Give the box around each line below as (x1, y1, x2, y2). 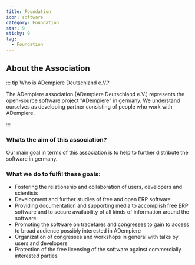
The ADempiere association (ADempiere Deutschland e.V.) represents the (6, 90, 185, 97)
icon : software (6, 14, 44, 20)
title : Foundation (6, 8, 51, 15)
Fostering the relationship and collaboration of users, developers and (14, 184, 183, 191)
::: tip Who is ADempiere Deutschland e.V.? (6, 79, 110, 86)
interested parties (14, 252, 58, 260)
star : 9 (6, 25, 25, 31)
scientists (14, 189, 38, 197)
